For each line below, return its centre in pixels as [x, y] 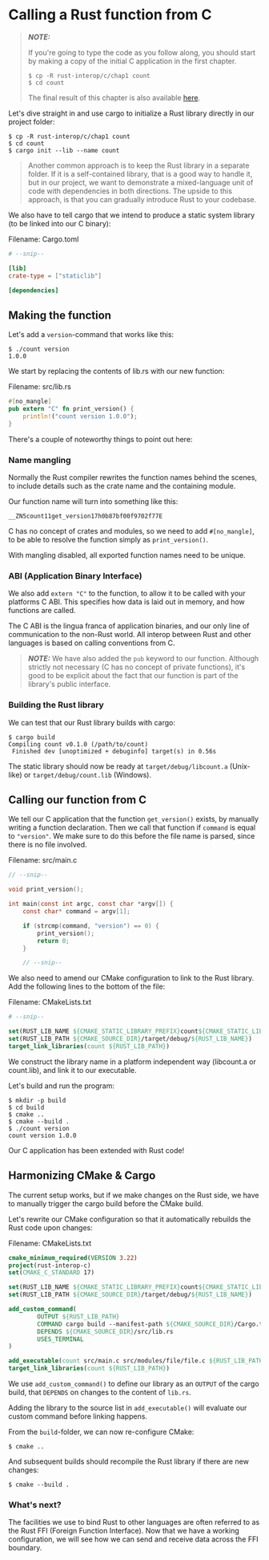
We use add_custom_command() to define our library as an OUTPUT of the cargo [134, 1384]
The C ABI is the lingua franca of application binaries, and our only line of [129, 626]
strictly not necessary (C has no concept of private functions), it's [137, 667]
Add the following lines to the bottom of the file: [87, 987]
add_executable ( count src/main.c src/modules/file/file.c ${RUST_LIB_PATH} [137, 1361]
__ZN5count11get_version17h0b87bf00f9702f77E [85, 516]
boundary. [25, 1548]
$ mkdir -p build [37, 1100]
